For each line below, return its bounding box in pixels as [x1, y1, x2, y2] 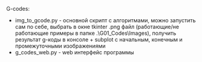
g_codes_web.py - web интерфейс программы [15, 49, 134, 56]
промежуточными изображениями [15, 42, 106, 49]
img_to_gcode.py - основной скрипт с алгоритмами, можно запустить [15, 17, 196, 23]
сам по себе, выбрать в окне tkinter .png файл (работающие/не [15, 23, 180, 30]
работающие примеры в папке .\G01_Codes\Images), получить [15, 29, 177, 37]
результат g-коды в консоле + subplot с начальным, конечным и [15, 36, 183, 43]
